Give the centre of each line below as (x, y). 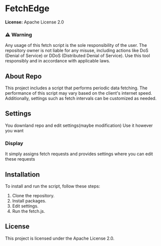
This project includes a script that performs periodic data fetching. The (76, 88)
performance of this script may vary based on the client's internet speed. (79, 93)
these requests (20, 159)
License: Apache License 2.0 (35, 22)
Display (14, 143)
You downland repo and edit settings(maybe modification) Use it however (79, 125)
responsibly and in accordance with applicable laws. (58, 61)
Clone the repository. (33, 195)
